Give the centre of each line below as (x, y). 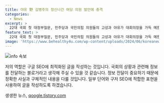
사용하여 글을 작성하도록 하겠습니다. (39, 85)
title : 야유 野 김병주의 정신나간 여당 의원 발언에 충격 (54, 10)
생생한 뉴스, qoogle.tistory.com (36, 95)
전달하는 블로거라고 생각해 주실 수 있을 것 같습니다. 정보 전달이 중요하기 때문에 (84, 73)
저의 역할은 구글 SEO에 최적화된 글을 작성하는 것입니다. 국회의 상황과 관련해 (77, 66)
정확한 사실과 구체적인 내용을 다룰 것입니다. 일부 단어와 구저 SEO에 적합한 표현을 (82, 78)
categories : (17, 14)
